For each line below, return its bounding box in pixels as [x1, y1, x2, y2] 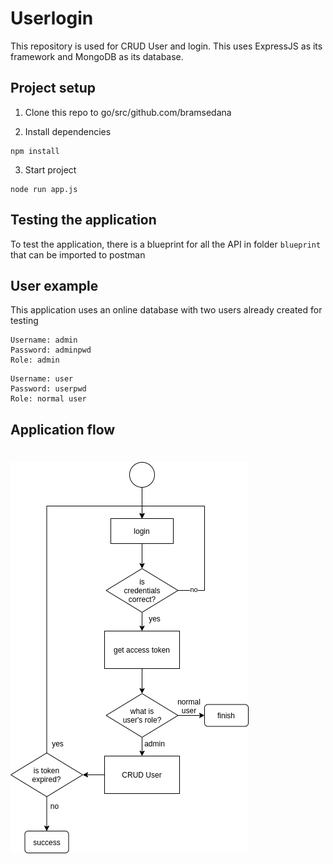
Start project [24, 163, 77, 176]
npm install [10, 146, 60, 156]
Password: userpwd [10, 384, 87, 394]
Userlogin [10, 7, 94, 30]
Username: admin [10, 335, 78, 346]
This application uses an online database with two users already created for [10, 304, 323, 316]
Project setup [10, 80, 97, 97]
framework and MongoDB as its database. [10, 50, 184, 62]
